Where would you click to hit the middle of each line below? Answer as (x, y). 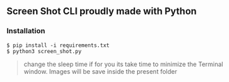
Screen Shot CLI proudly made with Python (102, 11)
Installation (26, 31)
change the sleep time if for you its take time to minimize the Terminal (123, 64)
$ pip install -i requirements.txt (58, 45)
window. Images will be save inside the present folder (100, 71)
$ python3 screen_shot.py (44, 51)
